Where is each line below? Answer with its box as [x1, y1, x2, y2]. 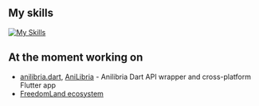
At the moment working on [8, 51, 143, 65]
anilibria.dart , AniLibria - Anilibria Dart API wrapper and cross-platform [19, 72, 251, 81]
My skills [8, 6, 54, 20]
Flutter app [19, 80, 57, 90]
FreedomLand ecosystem [19, 88, 104, 98]
